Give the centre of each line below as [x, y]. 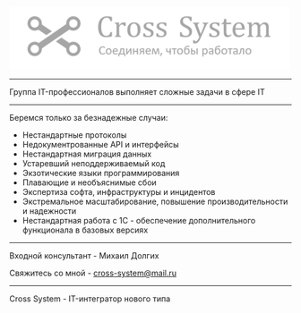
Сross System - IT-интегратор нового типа [90, 299]
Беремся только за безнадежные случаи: [89, 118]
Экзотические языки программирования [101, 173]
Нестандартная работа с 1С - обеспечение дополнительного [139, 221]
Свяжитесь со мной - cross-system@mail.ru [93, 273]
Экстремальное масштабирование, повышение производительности [155, 202]
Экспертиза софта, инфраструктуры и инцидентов [119, 192]
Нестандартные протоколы [74, 135]
